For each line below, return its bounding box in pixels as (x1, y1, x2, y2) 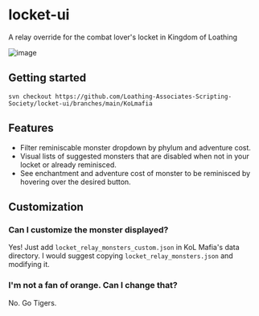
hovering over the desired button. (19, 177, 131, 187)
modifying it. (8, 260, 50, 269)
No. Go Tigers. (8, 298, 57, 307)
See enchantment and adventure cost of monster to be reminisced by (19, 168, 251, 178)
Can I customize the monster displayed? (8, 224, 169, 235)
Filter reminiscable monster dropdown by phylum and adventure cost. (19, 142, 252, 152)
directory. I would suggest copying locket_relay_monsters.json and (8, 251, 233, 261)
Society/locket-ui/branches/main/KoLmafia (8, 99, 153, 108)
